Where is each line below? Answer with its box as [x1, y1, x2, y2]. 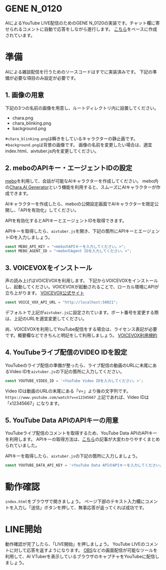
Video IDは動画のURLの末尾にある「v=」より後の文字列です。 [5, 388, 131, 394]
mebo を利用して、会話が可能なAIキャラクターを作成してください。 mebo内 [5, 178, 159, 184]
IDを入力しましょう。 [9, 234, 53, 240]
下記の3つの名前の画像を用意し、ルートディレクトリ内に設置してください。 [5, 105, 159, 111]
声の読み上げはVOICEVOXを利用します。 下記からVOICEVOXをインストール [5, 278, 158, 284]
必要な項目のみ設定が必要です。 [13, 75, 79, 81]
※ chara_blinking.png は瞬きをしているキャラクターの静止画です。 [5, 136, 138, 142]
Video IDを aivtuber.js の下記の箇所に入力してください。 [9, 368, 124, 374]
